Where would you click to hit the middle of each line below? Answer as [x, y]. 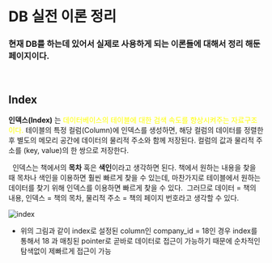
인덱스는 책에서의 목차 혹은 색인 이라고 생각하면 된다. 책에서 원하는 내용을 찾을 [134, 168]
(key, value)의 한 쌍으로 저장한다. [76, 151]
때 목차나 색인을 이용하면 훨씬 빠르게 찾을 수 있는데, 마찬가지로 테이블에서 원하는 [135, 178]
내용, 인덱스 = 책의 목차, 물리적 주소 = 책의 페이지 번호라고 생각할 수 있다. [124, 198]
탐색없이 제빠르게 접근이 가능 [66, 251]
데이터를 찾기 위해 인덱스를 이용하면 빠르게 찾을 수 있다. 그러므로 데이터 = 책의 [132, 188]
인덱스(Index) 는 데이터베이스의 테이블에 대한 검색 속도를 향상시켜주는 [119, 120]
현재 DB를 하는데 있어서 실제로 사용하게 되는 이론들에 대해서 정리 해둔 [134, 44]
